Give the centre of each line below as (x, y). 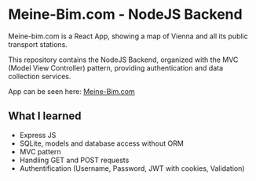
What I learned (45, 116)
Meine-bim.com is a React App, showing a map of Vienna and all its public (128, 36)
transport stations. (38, 44)
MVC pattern (40, 151)
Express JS (38, 135)
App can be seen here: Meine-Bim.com (71, 91)
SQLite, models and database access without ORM (102, 143)
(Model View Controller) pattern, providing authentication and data (116, 67)
